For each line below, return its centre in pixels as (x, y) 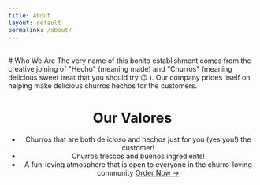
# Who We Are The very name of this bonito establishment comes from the (130, 61)
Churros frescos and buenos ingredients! (138, 156)
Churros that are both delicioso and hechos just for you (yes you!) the (138, 139)
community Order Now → (138, 173)
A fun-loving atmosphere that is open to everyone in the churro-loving (138, 165)
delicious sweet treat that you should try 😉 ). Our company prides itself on (129, 78)
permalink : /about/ (40, 30)
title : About (30, 15)
